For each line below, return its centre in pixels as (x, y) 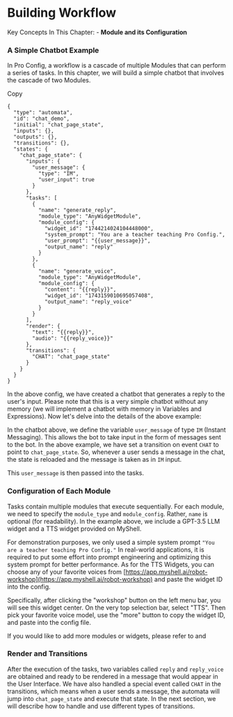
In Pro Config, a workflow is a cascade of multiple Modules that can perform (116, 66)
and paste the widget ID (188, 579)
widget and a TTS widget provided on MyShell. (74, 529)
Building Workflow (62, 13)
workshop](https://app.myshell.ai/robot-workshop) (80, 579)
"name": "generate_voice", (77, 271)
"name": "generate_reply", (77, 211)
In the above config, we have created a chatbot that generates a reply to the (116, 394)
